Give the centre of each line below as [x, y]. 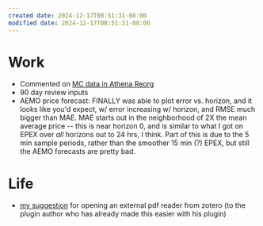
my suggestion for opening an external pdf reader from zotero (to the [133, 205]
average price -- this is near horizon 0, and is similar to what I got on [131, 126]
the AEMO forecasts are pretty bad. [78, 151]
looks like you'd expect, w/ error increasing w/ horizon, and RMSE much [137, 109]
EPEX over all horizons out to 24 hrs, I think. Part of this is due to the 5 [134, 135]
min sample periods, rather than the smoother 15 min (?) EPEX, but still [134, 143]
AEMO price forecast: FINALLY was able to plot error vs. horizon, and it [135, 101]
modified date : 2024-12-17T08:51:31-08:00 [79, 23]
